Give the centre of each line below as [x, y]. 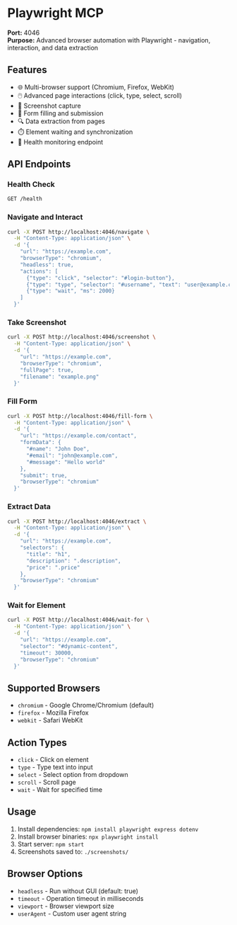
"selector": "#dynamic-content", [69, 646]
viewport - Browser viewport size [66, 906]
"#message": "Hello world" [66, 462]
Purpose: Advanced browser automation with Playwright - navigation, [109, 40]
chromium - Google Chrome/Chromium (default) [86, 705]
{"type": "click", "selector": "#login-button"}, [100, 278]
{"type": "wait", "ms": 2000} [70, 291]
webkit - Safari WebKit [50, 720]
